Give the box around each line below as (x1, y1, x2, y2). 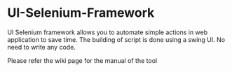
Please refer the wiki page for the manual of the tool (7, 56, 158, 64)
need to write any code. (7, 43, 76, 51)
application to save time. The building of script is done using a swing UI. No (7, 35, 226, 43)
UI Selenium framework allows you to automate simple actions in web (7, 28, 208, 36)
